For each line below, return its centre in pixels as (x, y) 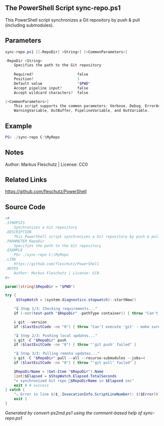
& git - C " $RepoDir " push (40, 340)
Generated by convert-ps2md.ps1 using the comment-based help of (74, 413)
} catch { (15, 390)
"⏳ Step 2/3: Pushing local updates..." (56, 336)
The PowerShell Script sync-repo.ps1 (63, 8)
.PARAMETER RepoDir (25, 241)
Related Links (26, 180)
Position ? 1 (47, 79)
